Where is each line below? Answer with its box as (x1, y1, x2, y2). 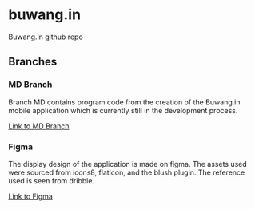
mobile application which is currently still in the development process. (8, 105, 238, 115)
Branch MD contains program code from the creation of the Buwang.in (8, 97, 241, 107)
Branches (8, 55, 58, 69)
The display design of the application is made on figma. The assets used (8, 159, 248, 168)
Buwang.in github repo (8, 32, 84, 41)
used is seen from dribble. (8, 175, 94, 185)
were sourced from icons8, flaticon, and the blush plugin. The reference (8, 168, 245, 177)
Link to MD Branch (8, 121, 70, 131)
